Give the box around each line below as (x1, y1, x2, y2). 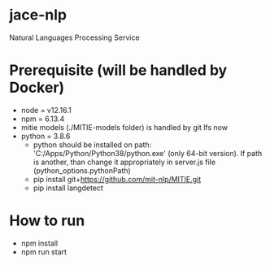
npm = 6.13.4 (20, 114, 65, 124)
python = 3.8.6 (20, 131, 71, 141)
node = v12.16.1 (20, 105, 72, 115)
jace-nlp (9, 6, 67, 24)
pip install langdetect (33, 183, 104, 193)
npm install (20, 238, 59, 248)
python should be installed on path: (33, 140, 152, 150)
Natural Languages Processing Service (9, 33, 141, 42)
